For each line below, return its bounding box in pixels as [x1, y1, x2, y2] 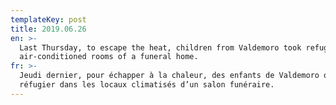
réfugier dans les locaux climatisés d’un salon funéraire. [19, 80, 275, 90]
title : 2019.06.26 [10, 24, 87, 34]
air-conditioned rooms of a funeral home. [19, 52, 199, 62]
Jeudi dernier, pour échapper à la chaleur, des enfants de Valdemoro [19, 71, 320, 81]
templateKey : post [10, 14, 87, 25]
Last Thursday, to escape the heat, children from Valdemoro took [19, 42, 302, 53]
